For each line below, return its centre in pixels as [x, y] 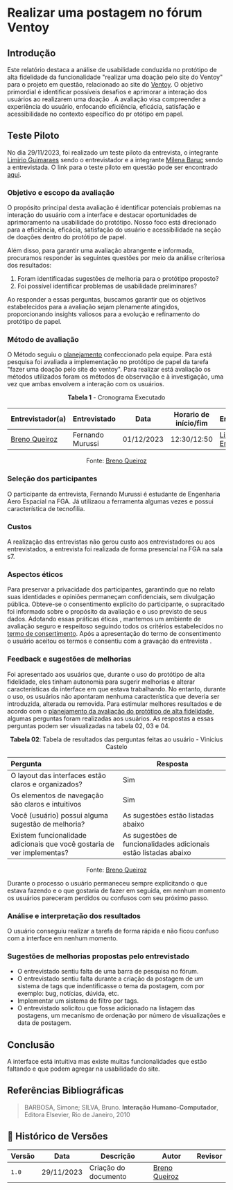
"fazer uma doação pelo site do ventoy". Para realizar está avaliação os [109, 370]
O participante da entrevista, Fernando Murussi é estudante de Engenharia [114, 494]
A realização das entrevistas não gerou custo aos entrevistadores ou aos [111, 542]
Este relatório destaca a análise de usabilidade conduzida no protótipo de [112, 70]
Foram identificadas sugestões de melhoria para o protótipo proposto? [118, 279]
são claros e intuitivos [46, 804]
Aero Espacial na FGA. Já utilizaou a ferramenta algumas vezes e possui [110, 501]
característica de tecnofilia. [46, 508]
